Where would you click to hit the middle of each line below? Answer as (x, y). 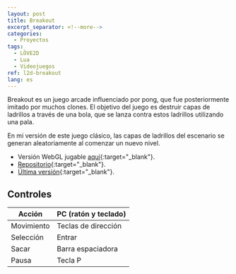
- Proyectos (31, 40)
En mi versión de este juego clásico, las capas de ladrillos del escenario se (116, 136)
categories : (25, 34)
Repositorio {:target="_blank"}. (61, 165)
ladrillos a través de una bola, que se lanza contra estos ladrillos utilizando (116, 114)
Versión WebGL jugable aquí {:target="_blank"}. (86, 157)
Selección (27, 237)
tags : (15, 47)
